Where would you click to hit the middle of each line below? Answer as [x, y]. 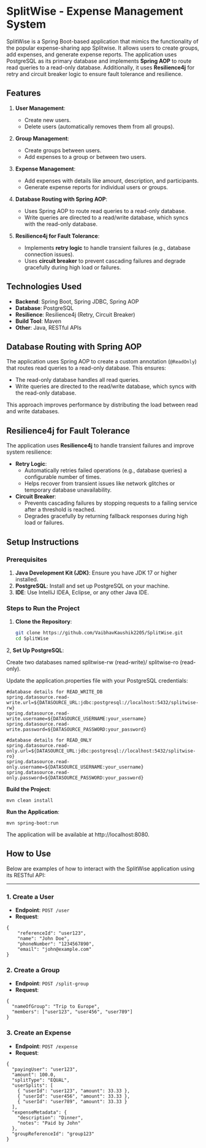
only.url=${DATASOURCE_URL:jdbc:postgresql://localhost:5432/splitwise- [101, 751]
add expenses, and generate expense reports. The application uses [92, 54]
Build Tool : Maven [38, 321]
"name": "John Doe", [44, 939]
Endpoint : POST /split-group [52, 983]
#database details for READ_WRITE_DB [55, 692]
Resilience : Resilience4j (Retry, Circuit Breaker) [75, 314]
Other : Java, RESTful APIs [48, 327]
